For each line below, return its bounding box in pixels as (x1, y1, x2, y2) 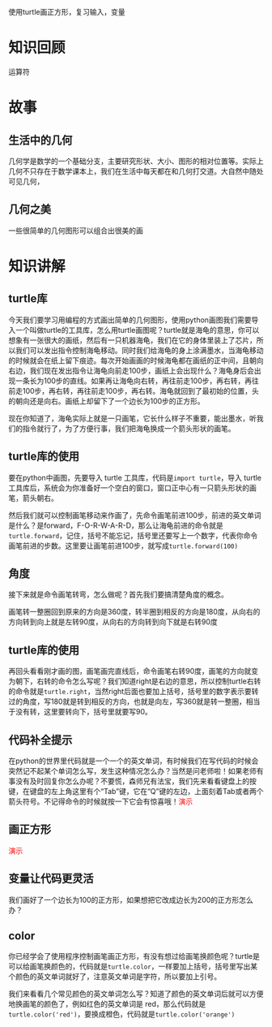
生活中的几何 (8, 133, 73, 147)
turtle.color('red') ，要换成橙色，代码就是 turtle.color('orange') (8, 1009, 236, 1019)
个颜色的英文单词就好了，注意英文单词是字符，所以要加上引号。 (8, 972, 221, 982)
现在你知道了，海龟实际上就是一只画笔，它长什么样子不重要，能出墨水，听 (8, 413, 257, 423)
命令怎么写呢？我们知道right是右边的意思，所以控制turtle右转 (57, 676, 261, 686)
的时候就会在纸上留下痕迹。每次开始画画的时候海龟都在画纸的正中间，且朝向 (8, 356, 264, 365)
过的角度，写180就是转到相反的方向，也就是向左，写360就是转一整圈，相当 (8, 697, 261, 706)
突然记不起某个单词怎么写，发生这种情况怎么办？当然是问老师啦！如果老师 (8, 766, 257, 775)
